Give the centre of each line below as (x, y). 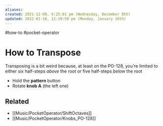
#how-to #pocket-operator (32, 33)
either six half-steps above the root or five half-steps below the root (74, 71)
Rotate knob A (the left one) (40, 86)
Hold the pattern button (36, 81)
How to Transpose (43, 52)
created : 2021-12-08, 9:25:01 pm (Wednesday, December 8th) (68, 14)
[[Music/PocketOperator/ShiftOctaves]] (52, 113)
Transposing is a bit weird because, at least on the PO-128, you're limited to (81, 66)
